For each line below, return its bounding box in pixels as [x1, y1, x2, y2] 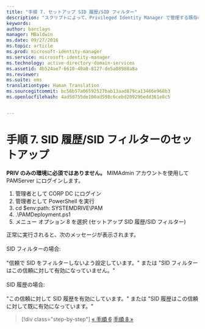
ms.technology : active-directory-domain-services [6, 60, 135, 66]
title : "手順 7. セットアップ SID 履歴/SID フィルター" [6, 9, 137, 15]
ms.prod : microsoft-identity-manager [6, 49, 103, 55]
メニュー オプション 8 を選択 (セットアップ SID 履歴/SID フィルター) [15, 218, 186, 225]
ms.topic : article [6, 43, 53, 49]
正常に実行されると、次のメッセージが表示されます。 [6, 231, 139, 238]
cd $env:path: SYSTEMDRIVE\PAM [15, 204, 103, 211]
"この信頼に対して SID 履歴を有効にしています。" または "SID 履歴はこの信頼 [6, 295, 198, 302]
